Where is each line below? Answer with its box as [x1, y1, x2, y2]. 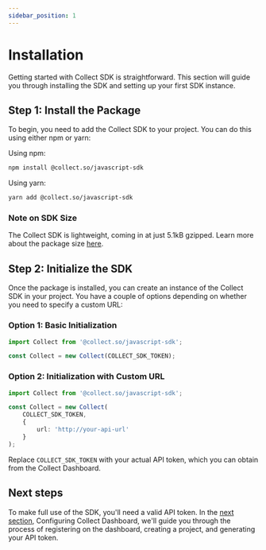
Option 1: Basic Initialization [8, 320, 118, 331]
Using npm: [8, 149, 46, 158]
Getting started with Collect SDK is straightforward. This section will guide [8, 72, 251, 82]
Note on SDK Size [8, 212, 78, 223]
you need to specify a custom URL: [8, 300, 123, 310]
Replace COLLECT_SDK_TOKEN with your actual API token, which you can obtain [8, 455, 259, 464]
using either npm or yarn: [8, 133, 91, 143]
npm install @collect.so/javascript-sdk [8, 164, 145, 172]
